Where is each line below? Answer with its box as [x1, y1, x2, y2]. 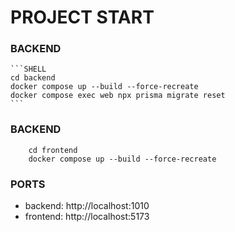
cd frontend [28, 145, 78, 155]
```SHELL [10, 64, 47, 75]
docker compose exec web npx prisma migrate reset [10, 91, 226, 101]
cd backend [10, 73, 56, 83]
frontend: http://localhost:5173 [24, 211, 150, 223]
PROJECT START [10, 6, 155, 29]
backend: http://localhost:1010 [24, 200, 150, 212]
